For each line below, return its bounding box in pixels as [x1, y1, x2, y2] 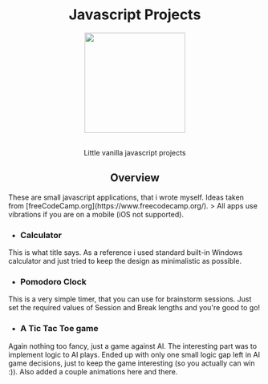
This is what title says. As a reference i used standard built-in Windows [8, 248, 243, 257]
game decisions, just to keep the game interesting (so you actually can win [8, 358, 255, 368]
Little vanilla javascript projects [83, 148, 186, 157]
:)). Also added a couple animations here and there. [8, 366, 178, 376]
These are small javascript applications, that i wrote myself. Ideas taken [8, 192, 245, 202]
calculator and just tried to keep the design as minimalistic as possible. [8, 257, 242, 266]
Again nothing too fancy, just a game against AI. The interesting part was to [8, 341, 258, 350]
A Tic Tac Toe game [19, 323, 99, 334]
